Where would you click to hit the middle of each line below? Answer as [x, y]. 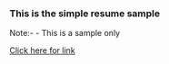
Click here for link [42, 50]
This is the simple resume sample [85, 14]
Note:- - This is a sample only [65, 33]
